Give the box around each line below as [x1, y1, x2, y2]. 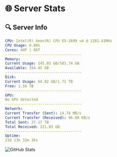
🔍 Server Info [5, 23, 48, 32]
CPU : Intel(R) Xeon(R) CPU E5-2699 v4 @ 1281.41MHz [5, 38, 112, 43]
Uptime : [5, 133, 21, 139]
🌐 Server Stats [5, 3, 66, 14]
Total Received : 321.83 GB [5, 124, 60, 129]
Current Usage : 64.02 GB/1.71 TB [5, 79, 73, 84]
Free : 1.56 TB [5, 84, 34, 88]
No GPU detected [5, 97, 38, 102]
